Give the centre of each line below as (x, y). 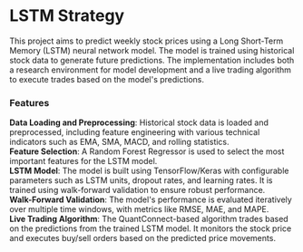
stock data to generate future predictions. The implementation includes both (152, 60)
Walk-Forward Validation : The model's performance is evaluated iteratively (151, 199)
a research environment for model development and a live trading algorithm (151, 70)
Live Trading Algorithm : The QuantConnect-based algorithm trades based (149, 219)
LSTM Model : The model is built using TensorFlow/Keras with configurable (149, 171)
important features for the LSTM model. (83, 161)
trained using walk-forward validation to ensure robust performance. (137, 190)
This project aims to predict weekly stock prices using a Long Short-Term (147, 41)
